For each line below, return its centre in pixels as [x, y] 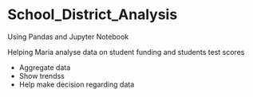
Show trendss [42, 76]
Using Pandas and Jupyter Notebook [68, 37]
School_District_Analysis [93, 15]
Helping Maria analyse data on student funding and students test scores [126, 52]
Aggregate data [45, 67]
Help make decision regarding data [77, 84]
